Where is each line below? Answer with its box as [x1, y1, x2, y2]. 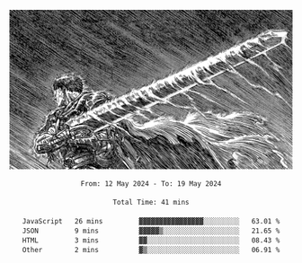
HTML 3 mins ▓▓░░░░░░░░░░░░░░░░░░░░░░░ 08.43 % [22, 235, 280, 245]
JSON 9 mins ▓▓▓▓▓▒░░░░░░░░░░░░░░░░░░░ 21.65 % [22, 226, 280, 235]
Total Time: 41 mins [111, 198, 191, 207]
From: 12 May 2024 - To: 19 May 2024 [80, 179, 222, 188]
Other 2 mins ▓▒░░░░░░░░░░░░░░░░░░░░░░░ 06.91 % [22, 245, 280, 254]
